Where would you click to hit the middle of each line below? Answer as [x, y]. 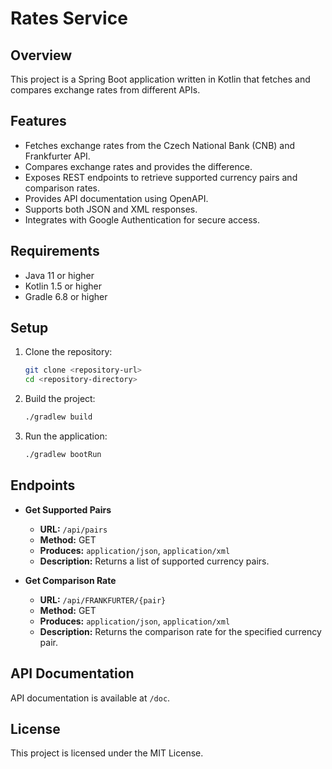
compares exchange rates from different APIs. [105, 90]
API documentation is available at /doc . [90, 698]
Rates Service [69, 18]
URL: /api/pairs [73, 529]
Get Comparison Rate [70, 580]
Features [38, 121]
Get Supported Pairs [68, 509]
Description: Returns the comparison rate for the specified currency [180, 631]
